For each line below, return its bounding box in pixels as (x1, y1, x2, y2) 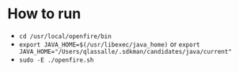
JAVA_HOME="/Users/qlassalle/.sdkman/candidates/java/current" (18, 47, 233, 55)
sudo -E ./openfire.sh (18, 56, 94, 64)
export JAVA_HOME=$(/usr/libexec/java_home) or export (18, 39, 200, 48)
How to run (7, 5, 82, 23)
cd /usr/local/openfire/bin (18, 32, 112, 40)
